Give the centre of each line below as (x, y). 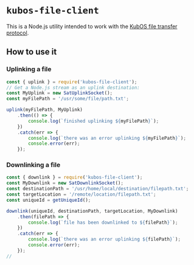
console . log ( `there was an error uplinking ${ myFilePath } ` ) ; (107, 138)
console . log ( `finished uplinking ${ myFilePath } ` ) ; (94, 121)
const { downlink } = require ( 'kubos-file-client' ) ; (74, 177)
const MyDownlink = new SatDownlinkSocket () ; (65, 183)
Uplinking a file (29, 69)
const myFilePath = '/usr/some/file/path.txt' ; (68, 99)
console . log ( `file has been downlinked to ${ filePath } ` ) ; (103, 222)
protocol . (18, 33)
